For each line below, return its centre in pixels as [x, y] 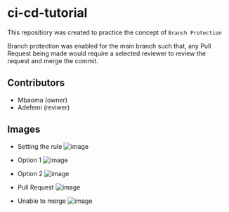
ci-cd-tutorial [47, 13]
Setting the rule [40, 146]
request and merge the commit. [53, 60]
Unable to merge [42, 201]
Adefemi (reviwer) [44, 107]
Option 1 [30, 160]
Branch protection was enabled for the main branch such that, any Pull [109, 46]
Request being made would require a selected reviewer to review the [106, 53]
